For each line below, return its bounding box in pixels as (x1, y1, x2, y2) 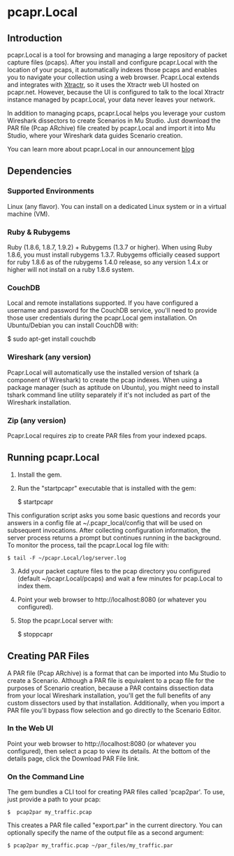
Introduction (7, 32, 63, 44)
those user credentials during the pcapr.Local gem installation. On (7, 313, 197, 322)
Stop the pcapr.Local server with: (17, 616, 114, 625)
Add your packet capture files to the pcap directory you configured (17, 566, 211, 575)
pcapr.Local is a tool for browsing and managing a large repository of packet (7, 50, 228, 59)
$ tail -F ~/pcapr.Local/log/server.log (7, 555, 127, 562)
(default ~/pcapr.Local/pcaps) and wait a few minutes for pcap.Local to (17, 574, 223, 583)
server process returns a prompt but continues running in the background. (7, 534, 221, 542)
